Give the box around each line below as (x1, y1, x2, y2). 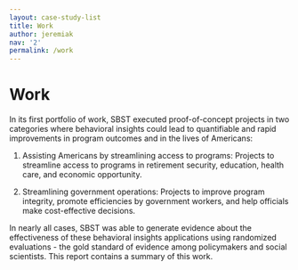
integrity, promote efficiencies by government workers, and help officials (21, 196, 289, 207)
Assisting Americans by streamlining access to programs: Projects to (21, 151, 275, 161)
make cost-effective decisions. (21, 206, 136, 217)
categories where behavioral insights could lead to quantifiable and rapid (9, 124, 277, 135)
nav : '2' (9, 37, 42, 47)
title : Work (9, 21, 53, 30)
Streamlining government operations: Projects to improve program (21, 186, 265, 197)
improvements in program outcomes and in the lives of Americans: (9, 133, 254, 143)
